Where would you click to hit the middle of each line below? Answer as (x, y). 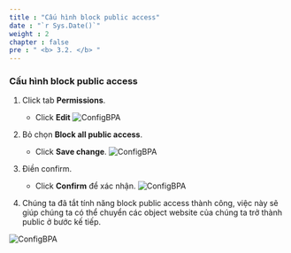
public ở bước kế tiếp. (61, 222)
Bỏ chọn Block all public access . (82, 134)
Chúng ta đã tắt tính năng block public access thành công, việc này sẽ (150, 203)
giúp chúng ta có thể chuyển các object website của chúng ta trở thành (152, 212)
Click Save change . (71, 152)
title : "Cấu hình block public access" (85, 17)
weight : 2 (29, 34)
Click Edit (53, 118)
